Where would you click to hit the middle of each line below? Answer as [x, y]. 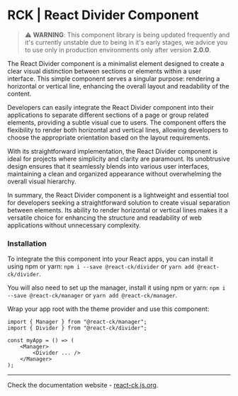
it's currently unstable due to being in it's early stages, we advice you [126, 42]
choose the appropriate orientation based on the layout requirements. [109, 137]
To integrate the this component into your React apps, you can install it [110, 259]
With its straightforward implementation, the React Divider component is [113, 151]
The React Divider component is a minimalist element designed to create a [116, 63]
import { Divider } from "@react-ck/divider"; [77, 328]
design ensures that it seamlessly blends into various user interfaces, [108, 166]
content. [19, 94]
